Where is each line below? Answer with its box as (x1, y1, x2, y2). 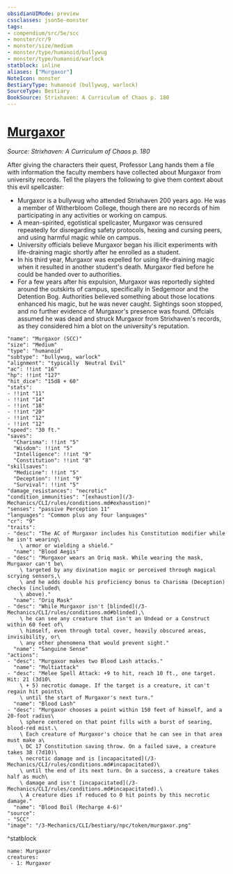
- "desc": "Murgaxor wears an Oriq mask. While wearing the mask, (7, 554, 204, 561)
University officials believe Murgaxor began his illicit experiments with (17, 241, 218, 249)
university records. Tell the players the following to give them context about (7, 175, 224, 184)
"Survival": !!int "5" (13, 481, 79, 488)
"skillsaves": (7, 463, 49, 470)
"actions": (7, 652, 39, 658)
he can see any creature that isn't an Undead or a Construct (25, 615, 210, 622)
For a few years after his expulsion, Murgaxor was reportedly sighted (17, 277, 215, 286)
